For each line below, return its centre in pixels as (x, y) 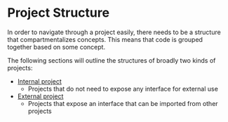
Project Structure (59, 13)
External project (40, 96)
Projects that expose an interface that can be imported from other (123, 103)
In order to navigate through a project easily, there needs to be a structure (114, 32)
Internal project (39, 81)
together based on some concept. (56, 47)
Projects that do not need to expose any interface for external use (123, 89)
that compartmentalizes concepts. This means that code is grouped (105, 39)
